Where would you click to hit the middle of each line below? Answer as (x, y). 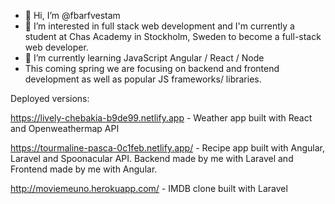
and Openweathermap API (65, 128)
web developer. (56, 47)
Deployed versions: (50, 98)
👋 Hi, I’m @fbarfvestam (72, 15)
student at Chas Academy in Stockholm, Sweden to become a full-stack (173, 36)
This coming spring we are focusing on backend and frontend (152, 68)
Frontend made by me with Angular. (84, 169)
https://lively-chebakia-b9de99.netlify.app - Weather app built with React (161, 118)
